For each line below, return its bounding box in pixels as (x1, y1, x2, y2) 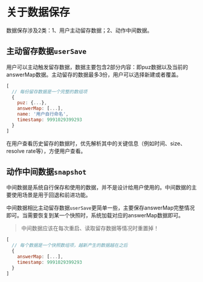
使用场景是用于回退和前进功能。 (11, 191, 91, 198)
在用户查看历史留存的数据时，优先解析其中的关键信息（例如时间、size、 (6, 140, 186, 147)
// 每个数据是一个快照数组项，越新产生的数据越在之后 (11, 243, 128, 249)
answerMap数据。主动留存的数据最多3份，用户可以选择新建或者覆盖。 (6, 71, 182, 78)
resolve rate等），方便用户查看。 (6, 147, 86, 154)
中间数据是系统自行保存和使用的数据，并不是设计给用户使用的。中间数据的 (6, 184, 192, 191)
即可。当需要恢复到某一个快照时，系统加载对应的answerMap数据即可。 (6, 212, 184, 219)
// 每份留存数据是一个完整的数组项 (11, 88, 88, 94)
